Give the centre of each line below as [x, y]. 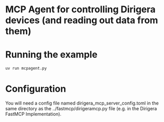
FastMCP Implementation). [33, 114]
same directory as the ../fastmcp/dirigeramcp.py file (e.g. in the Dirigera [81, 108]
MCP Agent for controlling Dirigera [80, 9]
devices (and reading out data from [82, 20]
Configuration [36, 89]
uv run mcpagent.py [26, 68]
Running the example [52, 55]
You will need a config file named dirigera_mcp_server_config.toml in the [82, 103]
